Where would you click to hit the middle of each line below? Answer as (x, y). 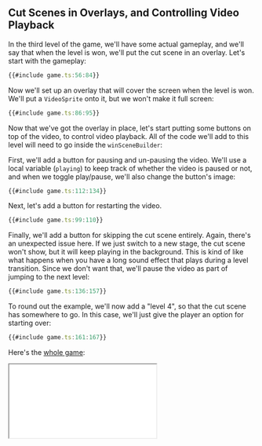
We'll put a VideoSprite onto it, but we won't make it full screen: (111, 98)
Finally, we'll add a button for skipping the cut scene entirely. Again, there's (129, 236)
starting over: (30, 323)
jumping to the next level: (49, 277)
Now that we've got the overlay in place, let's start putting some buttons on (130, 128)
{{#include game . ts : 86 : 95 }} (54, 113)
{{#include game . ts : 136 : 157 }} (58, 291)
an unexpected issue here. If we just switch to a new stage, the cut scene (127, 243)
